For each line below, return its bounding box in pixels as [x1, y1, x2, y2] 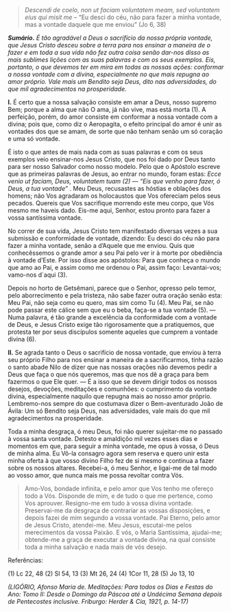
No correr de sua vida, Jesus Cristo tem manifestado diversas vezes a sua [8, 227, 218, 235]
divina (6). [8, 335, 37, 343]
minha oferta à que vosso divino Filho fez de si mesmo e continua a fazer [8, 457, 215, 464]
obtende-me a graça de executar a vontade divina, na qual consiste [24, 536, 216, 543]
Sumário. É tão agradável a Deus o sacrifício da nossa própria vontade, [8, 34, 213, 42]
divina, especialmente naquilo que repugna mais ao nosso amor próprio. [8, 392, 212, 400]
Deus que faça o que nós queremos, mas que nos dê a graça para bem [8, 370, 209, 378]
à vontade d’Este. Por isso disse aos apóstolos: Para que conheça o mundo [8, 256, 221, 264]
